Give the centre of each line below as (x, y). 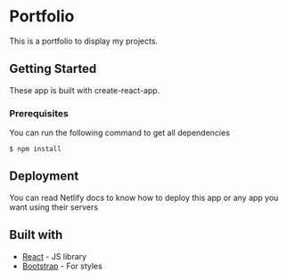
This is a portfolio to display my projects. (84, 41)
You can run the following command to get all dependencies (119, 133)
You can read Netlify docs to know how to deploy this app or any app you (144, 197)
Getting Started (53, 69)
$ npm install (36, 149)
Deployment (44, 176)
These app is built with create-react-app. (85, 90)
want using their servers (54, 207)
